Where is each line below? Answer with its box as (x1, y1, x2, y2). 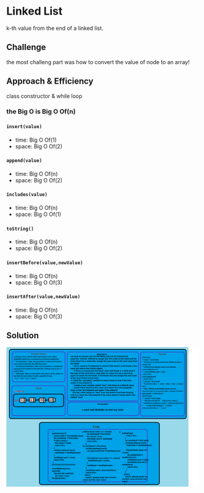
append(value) (6, 157, 43, 164)
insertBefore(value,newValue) (6, 259, 84, 266)
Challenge (6, 42, 46, 52)
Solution (6, 331, 39, 341)
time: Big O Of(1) (15, 136, 57, 143)
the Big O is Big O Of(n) (6, 107, 76, 116)
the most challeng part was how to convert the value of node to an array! (6, 58, 190, 65)
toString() (6, 226, 34, 232)
